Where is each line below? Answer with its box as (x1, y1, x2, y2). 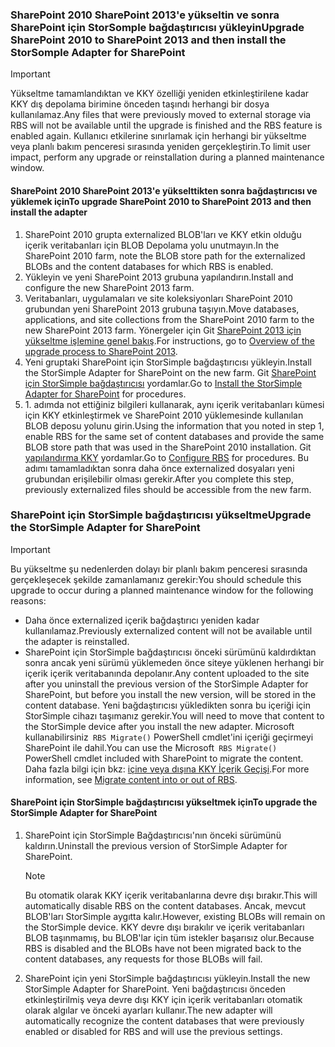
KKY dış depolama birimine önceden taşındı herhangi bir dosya (10, 98, 270, 110)
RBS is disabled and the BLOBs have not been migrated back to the (24, 943, 302, 954)
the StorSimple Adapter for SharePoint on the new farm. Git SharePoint (24, 366, 317, 378)
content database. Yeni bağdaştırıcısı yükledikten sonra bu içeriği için (24, 699, 312, 711)
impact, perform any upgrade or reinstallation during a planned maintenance (10, 151, 325, 163)
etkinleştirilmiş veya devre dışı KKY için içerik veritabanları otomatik (24, 994, 303, 1005)
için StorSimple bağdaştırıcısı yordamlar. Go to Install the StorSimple (24, 377, 303, 389)
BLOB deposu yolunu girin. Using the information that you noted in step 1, (24, 419, 325, 432)
